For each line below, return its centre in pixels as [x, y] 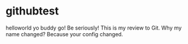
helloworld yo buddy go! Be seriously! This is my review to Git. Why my [94, 28]
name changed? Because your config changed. [64, 34]
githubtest [32, 11]
